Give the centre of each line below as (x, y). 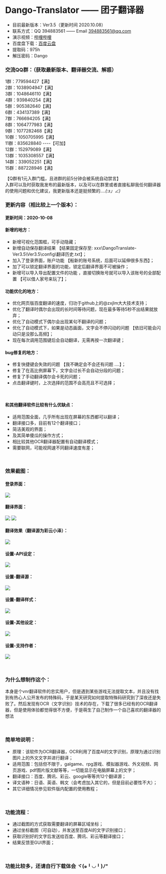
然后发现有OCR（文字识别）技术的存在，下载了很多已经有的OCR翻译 (88, 704)
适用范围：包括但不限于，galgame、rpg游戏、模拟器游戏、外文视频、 (83, 764)
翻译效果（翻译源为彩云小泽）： (37, 531)
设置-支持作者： (21, 645)
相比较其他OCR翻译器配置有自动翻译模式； (56, 441)
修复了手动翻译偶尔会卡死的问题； (47, 377)
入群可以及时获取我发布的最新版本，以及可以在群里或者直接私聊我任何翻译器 (83, 185)
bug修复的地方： (22, 352)
